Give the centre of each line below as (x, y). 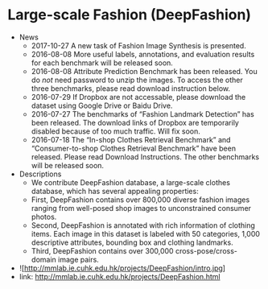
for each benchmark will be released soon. (102, 63)
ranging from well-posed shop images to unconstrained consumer (141, 208)
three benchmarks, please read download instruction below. (131, 88)
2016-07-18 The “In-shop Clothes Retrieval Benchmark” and (131, 139)
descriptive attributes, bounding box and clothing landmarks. (132, 242)
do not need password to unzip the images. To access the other (137, 80)
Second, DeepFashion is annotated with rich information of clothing (143, 225)
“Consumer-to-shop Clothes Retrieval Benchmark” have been (134, 148)
